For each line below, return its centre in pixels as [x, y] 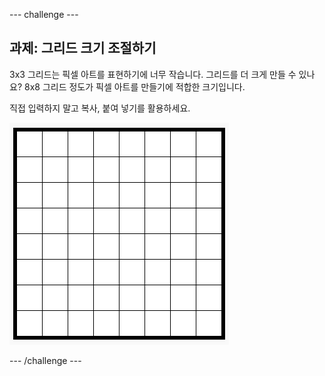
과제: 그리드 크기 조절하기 [83, 48]
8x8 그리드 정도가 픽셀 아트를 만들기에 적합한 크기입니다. [134, 86]
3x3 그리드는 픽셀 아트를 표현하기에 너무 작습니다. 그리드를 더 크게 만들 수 [153, 74]
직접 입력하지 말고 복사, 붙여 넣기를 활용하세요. [100, 108]
